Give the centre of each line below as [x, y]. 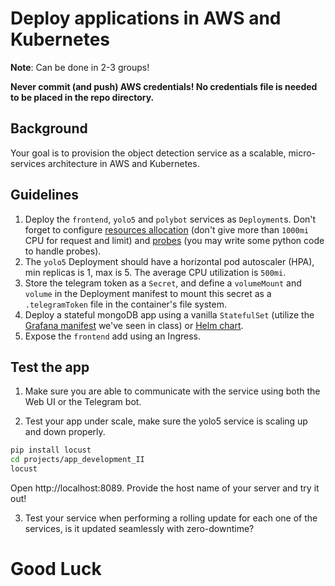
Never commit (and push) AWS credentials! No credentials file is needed [164, 86]
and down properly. [65, 432]
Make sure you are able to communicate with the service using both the [172, 391]
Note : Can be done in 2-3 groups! [80, 67]
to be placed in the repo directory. [82, 97]
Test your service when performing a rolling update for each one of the [171, 518]
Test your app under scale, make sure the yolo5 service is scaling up [166, 421]
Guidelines [44, 195]
